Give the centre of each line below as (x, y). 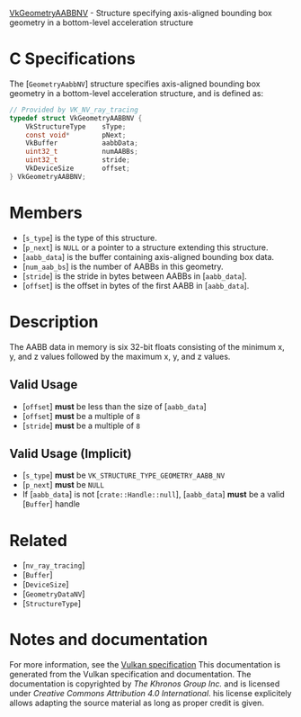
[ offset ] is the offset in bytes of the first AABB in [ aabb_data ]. (136, 285)
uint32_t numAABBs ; (82, 152)
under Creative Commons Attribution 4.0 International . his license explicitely (150, 694)
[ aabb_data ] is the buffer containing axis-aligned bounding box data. (148, 256)
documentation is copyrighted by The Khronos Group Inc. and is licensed (145, 684)
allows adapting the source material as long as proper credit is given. (137, 703)
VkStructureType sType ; (76, 126)
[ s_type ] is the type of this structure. (89, 238)
